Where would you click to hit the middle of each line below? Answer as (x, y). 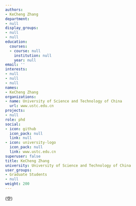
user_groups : (18, 170)
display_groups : (22, 28)
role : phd (15, 120)
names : (12, 87)
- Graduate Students (26, 175)
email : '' (15, 65)
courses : (18, 46)
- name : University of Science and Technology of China (64, 102)
